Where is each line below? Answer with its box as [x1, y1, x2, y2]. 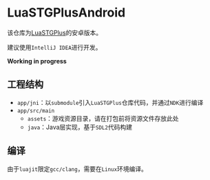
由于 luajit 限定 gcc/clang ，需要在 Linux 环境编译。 [7, 164, 148, 173]
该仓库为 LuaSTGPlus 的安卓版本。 [7, 28, 103, 37]
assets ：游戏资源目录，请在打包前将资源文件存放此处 [27, 114, 179, 122]
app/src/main [17, 107, 55, 114]
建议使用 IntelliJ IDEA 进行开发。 [7, 43, 102, 51]
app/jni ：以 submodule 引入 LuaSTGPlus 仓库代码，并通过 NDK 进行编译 [17, 98, 204, 106]
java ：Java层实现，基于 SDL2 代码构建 [27, 123, 133, 131]
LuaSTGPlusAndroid [7, 5, 126, 21]
